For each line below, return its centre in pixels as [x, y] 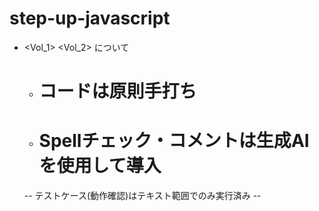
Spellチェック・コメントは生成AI [174, 141]
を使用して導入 [100, 166]
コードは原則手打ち [117, 91]
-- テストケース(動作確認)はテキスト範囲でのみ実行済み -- [142, 196]
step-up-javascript [90, 18]
